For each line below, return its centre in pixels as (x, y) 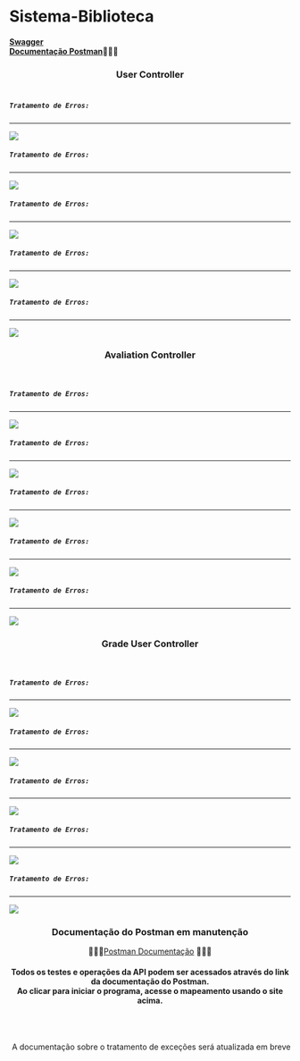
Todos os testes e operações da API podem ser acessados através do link (150, 972)
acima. (150, 1000)
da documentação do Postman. (150, 981)
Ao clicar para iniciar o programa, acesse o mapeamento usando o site (150, 990)
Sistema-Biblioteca (82, 17)
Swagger (26, 41)
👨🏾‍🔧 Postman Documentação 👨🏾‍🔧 (150, 952)
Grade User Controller (150, 644)
